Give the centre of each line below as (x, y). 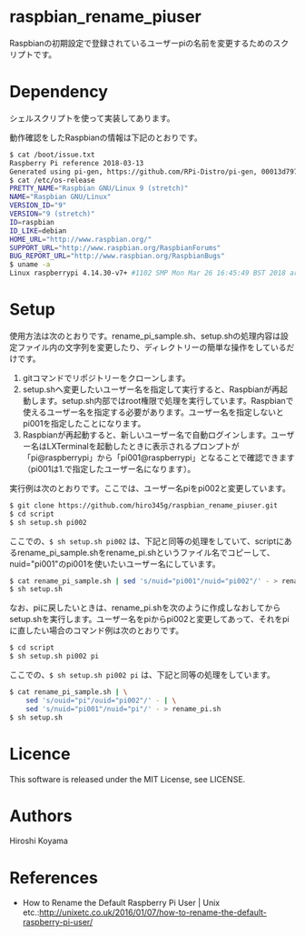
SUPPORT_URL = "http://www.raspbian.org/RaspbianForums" (115, 247)
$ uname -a (30, 265)
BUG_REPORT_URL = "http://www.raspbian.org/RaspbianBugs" (117, 257)
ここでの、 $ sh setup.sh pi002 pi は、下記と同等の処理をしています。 (142, 675)
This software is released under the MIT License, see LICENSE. (128, 779)
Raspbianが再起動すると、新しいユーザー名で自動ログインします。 (147, 435)
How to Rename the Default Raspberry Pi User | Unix (121, 903)
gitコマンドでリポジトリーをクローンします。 (106, 377)
